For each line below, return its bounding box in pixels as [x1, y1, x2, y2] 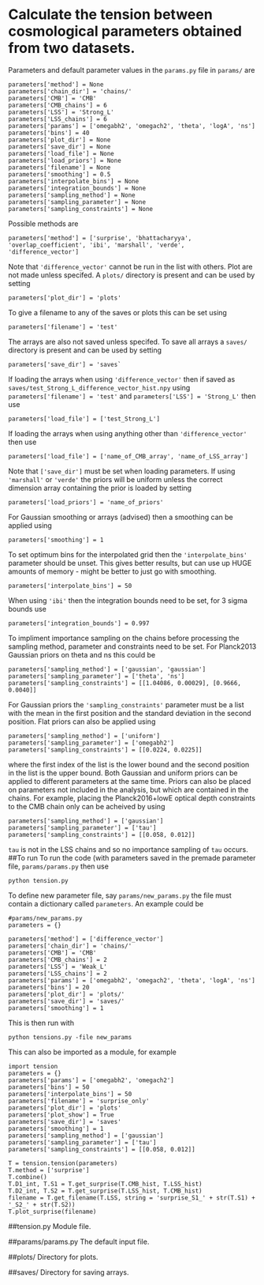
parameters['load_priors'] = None [8, 156, 122, 164]
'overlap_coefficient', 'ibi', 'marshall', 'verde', [8, 241, 185, 249]
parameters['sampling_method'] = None [8, 191, 136, 199]
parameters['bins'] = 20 [8, 983, 90, 991]
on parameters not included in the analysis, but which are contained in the [8, 785, 249, 794]
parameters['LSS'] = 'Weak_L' [8, 963, 108, 970]
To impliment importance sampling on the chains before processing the [8, 633, 240, 642]
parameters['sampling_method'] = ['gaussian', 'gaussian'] [8, 665, 206, 673]
